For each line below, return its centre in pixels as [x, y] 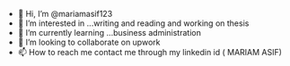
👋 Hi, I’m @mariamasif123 [65, 14]
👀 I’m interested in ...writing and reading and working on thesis [133, 23]
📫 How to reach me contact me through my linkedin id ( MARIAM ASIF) [150, 52]
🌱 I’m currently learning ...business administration [110, 33]
